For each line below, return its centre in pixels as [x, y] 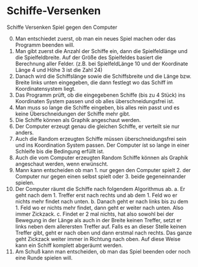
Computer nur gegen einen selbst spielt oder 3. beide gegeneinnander [100, 176]
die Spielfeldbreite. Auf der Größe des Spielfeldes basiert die [89, 57]
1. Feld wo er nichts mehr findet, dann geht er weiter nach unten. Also [99, 207]
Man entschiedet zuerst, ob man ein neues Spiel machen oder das [95, 38]
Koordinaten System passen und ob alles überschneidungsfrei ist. [95, 101]
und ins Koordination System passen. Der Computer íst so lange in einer [102, 145]
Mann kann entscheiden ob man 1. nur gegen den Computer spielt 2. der [103, 170]
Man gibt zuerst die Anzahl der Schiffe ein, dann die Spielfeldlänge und [101, 51]
